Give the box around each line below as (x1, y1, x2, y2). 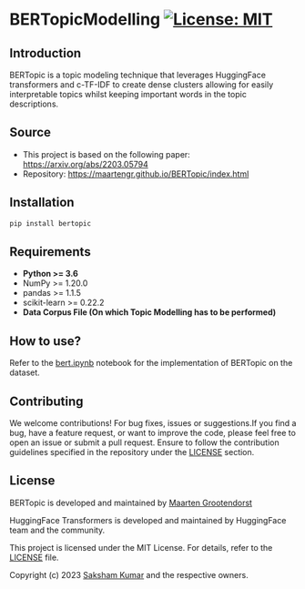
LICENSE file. (9, 552, 59, 563)
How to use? (9, 333, 82, 349)
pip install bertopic (9, 218, 92, 228)
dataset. (9, 367, 41, 378)
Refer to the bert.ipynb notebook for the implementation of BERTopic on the (9, 358, 293, 369)
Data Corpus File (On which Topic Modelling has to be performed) (22, 307, 277, 318)
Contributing (9, 393, 84, 409)
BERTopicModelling (9, 9, 161, 30)
